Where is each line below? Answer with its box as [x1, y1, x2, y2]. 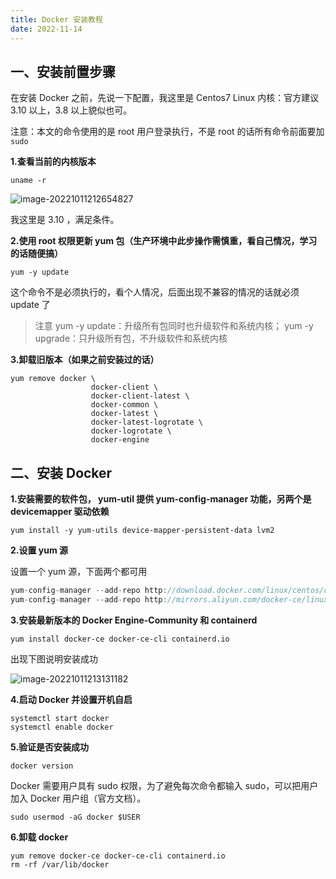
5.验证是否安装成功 [10, 741, 90, 753]
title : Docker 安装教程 [10, 14, 103, 25]
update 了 [10, 299, 51, 311]
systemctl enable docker [10, 722, 114, 732]
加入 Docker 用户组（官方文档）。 [10, 792, 147, 804]
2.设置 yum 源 [10, 544, 69, 556]
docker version [10, 761, 74, 771]
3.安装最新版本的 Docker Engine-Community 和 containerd [10, 614, 258, 626]
